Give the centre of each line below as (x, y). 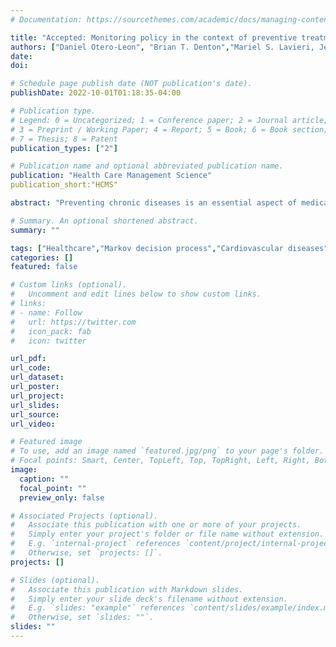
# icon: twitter (48, 341)
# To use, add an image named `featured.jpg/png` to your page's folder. (167, 451)
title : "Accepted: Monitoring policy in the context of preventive (154, 37)
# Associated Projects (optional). (84, 516)
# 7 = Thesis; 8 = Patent (64, 139)
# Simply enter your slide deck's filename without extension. (149, 599)
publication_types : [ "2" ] (64, 148)
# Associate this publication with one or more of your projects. (156, 525)
